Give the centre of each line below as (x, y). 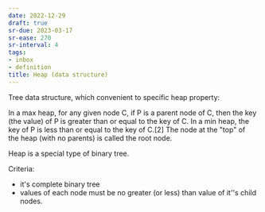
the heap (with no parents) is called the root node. (90, 138)
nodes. (31, 201)
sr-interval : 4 (33, 45)
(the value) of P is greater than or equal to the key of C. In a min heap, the (129, 121)
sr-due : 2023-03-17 (41, 30)
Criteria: (21, 168)
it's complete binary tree (60, 184)
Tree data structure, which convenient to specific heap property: (114, 97)
